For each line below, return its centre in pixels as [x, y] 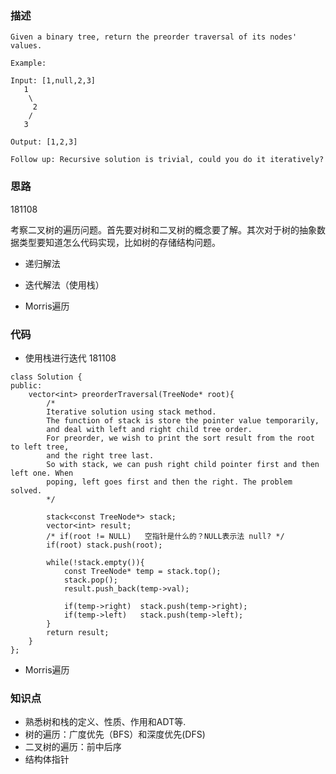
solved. [26, 490]
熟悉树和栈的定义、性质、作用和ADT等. [105, 722]
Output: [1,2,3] [44, 142]
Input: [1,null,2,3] [53, 81]
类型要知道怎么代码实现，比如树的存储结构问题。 [119, 242]
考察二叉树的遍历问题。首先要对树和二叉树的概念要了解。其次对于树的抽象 [163, 229]
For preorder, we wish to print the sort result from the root [180, 438]
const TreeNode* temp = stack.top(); [142, 571]
